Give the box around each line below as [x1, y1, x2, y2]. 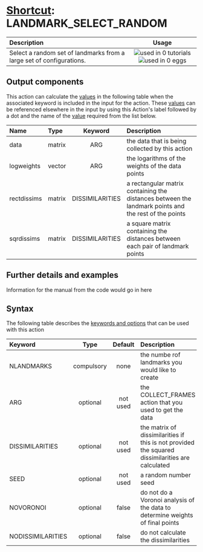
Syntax [6, 303, 34, 314]
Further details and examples [6, 270, 119, 280]
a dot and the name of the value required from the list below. [6, 112, 157, 119]
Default [112, 340, 135, 349]
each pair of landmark [126, 241, 189, 250]
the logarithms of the [126, 154, 186, 162]
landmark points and [126, 202, 185, 210]
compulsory [72, 362, 108, 370]
